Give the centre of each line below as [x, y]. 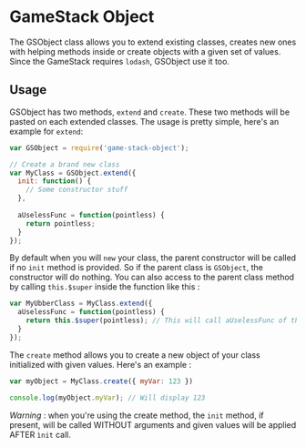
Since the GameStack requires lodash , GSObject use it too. [120, 61]
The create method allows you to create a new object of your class [135, 355]
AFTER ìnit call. [40, 434]
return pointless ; [61, 223]
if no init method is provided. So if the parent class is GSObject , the [137, 268]
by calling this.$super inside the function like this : [105, 287]
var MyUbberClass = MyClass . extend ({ [81, 304]
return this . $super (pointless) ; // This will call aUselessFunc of [156, 320]
